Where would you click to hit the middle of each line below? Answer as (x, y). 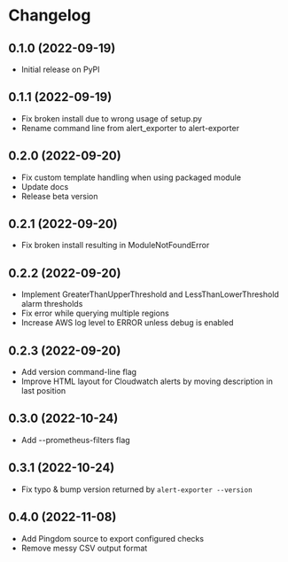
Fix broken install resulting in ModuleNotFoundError (115, 246)
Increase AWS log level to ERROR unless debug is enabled (127, 323)
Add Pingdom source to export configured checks (113, 538)
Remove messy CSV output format (84, 548)
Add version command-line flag (79, 372)
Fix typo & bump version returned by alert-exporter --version (137, 489)
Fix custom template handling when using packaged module (131, 177)
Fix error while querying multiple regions (95, 313)
